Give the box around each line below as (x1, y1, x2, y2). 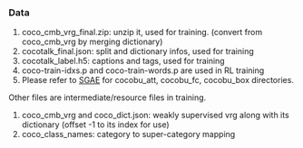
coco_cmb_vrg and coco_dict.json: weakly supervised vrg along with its (21, 110, 289, 121)
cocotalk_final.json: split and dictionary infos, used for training (21, 46, 255, 57)
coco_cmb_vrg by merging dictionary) (21, 36, 163, 47)
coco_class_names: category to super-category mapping (21, 129, 236, 140)
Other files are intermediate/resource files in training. (8, 92, 207, 103)
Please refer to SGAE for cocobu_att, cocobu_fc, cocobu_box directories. (21, 75, 294, 86)
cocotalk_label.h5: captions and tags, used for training (21, 56, 225, 67)
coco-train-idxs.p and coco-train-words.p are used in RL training (21, 65, 265, 76)
